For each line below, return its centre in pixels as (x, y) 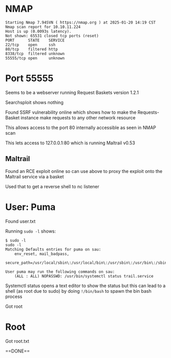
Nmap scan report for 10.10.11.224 (43, 27)
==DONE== (18, 351)
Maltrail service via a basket (35, 176)
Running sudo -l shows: (31, 231)
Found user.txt (20, 221)
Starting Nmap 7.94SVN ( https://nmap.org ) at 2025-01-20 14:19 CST (81, 22)
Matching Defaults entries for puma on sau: (53, 249)
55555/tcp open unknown (35, 58)
